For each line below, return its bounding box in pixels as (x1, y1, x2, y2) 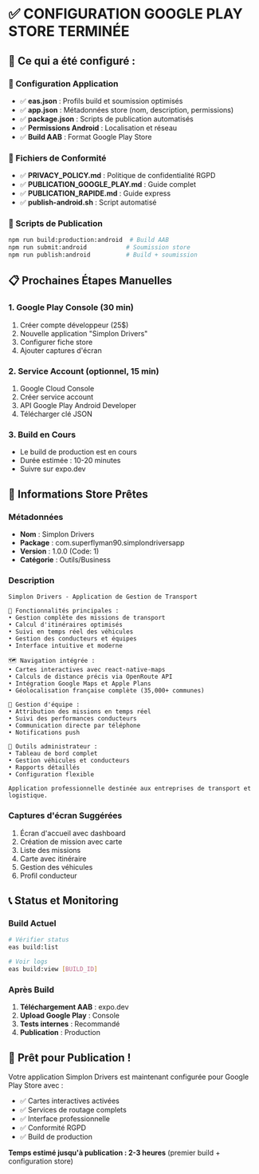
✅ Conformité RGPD (19, 1123, 86, 1132)
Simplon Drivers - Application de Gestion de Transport (8, 593, 198, 601)
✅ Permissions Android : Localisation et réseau (19, 123, 178, 133)
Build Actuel (8, 918, 57, 929)
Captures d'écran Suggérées (8, 810, 123, 821)
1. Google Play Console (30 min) (8, 302, 134, 313)
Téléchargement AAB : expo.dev (19, 1002, 129, 1012)
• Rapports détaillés (8, 763, 80, 771)
